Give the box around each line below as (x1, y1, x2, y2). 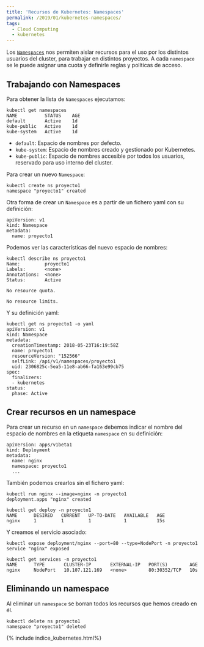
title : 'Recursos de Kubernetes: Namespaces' (6, 9, 124, 15)
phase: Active (12, 390, 48, 396)
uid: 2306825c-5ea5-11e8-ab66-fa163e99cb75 (12, 363, 124, 370)
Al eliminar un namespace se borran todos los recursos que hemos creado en (6, 600, 197, 607)
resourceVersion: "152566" (12, 353, 81, 359)
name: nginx (12, 457, 43, 464)
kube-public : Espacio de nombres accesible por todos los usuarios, (15, 152, 185, 160)
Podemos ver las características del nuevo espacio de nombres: (6, 243, 168, 251)
